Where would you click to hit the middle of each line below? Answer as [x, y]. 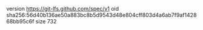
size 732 [46, 21]
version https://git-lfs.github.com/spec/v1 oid [63, 9]
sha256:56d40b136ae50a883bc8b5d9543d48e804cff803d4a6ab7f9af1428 [101, 15]
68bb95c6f [20, 21]
